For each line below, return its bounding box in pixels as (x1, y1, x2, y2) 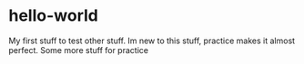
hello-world (8, 5, 99, 26)
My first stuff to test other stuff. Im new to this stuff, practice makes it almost (8, 35, 296, 46)
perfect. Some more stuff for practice (8, 44, 149, 55)
